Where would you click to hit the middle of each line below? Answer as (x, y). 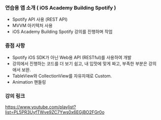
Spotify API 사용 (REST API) (40, 19)
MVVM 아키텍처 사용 (32, 26)
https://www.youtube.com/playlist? (41, 107)
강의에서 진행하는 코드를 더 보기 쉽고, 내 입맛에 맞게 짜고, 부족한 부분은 (80, 63)
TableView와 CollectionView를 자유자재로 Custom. (62, 76)
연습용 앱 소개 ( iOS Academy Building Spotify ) (61, 7)
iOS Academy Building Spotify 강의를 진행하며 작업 (62, 32)
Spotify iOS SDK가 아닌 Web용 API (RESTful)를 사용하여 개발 (72, 57)
